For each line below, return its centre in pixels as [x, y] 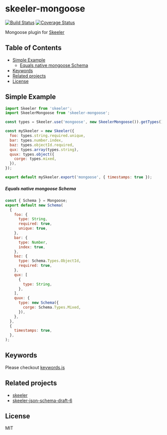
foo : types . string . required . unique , [47, 136]
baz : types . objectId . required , [42, 145]
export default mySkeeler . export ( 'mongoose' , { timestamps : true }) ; [79, 177]
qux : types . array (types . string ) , [44, 150]
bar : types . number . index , [37, 140]
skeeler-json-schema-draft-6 [42, 401]
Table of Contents [34, 48]
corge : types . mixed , [35, 159]
